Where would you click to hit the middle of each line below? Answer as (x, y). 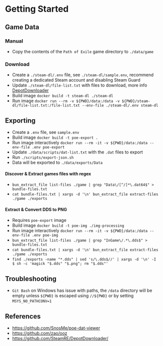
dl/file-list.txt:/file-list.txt (46, 106)
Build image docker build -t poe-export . (55, 137)
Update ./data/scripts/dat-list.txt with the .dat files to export (77, 152)
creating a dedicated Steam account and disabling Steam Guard (76, 80)
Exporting (20, 120)
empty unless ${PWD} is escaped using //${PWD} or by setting (73, 296)
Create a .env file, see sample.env (45, 132)
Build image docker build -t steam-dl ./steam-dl (63, 96)
